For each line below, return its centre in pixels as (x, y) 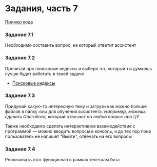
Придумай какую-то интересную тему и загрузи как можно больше (76, 106)
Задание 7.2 (20, 58)
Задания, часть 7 (41, 9)
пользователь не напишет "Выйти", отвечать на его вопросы (69, 136)
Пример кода (19, 22)
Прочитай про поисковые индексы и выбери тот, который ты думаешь (78, 68)
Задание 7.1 (19, 35)
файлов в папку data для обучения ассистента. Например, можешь (76, 111)
